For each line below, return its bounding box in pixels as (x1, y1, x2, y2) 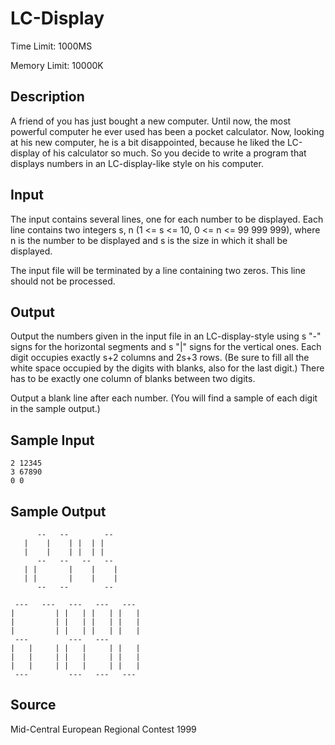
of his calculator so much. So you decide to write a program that (41, 147, 307, 159)
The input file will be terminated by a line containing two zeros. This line (10, 264, 306, 276)
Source (10, 697, 57, 714)
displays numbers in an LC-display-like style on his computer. (10, 157, 264, 169)
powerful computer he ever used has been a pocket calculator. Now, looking (10, 125, 325, 137)
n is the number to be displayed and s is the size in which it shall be (10, 234, 288, 246)
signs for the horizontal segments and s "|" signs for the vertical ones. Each (10, 341, 322, 353)
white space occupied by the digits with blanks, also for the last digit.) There (10, 362, 325, 374)
